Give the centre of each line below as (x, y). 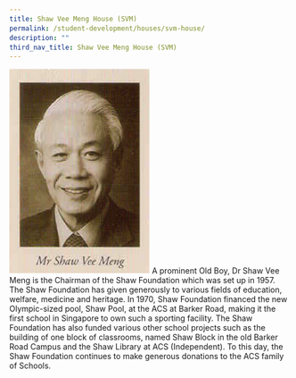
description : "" (39, 38)
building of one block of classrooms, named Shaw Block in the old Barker (144, 337)
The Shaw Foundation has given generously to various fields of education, (146, 290)
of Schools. (30, 365)
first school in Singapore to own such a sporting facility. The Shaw (131, 318)
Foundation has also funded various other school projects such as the (137, 327)
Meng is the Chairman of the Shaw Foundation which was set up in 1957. (142, 280)
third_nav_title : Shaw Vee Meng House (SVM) (93, 47)
